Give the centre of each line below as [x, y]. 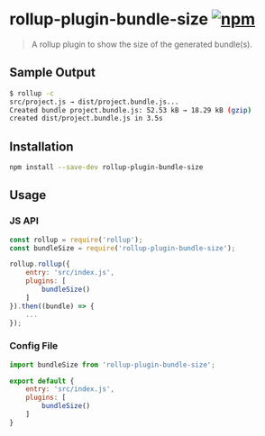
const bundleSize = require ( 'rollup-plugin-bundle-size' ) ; [123, 248]
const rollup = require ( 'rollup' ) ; [76, 240]
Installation [41, 146]
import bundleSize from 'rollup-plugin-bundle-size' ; [113, 365]
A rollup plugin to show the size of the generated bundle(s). [142, 44]
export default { [42, 381]
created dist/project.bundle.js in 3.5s [87, 118]
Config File [34, 346]
